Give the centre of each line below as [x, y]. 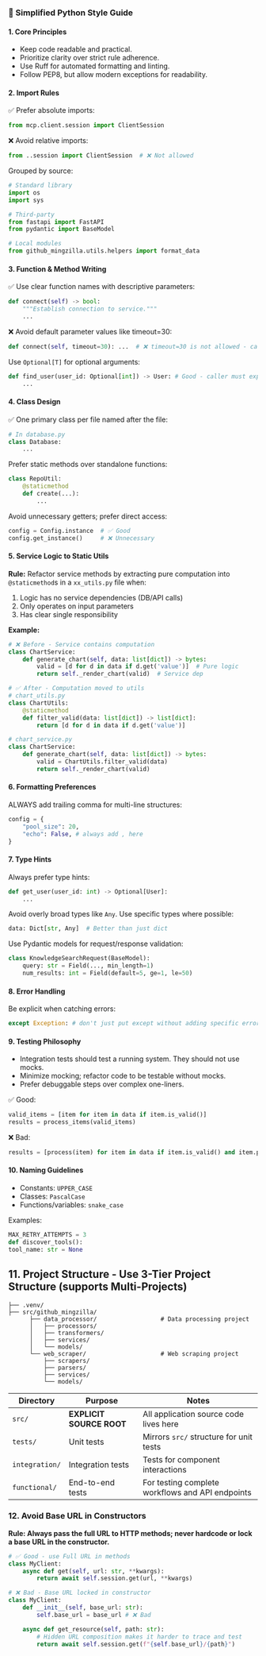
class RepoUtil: [35, 479]
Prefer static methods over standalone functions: [88, 465]
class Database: [35, 442]
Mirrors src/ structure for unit [198, 1437]
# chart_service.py [40, 739]
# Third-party [32, 214]
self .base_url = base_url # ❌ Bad [94, 1615]
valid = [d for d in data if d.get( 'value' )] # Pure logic [138, 666]
